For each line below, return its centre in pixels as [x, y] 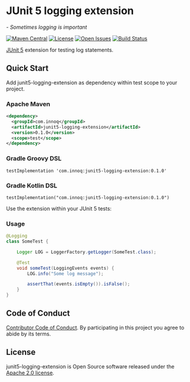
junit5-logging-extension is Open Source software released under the [90, 366]
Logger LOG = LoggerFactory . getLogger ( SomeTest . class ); [87, 252]
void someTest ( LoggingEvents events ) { [66, 268]
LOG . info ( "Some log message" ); [66, 274]
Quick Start [27, 68]
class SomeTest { [27, 242]
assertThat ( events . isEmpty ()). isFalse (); [79, 284]
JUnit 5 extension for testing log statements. [60, 50]
